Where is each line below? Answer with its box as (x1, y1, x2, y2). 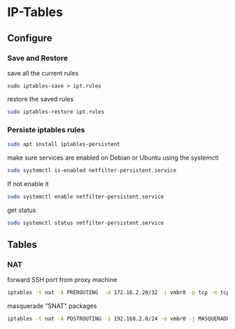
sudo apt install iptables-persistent (7, 141, 120, 148)
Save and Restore (7, 53, 69, 63)
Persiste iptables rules (7, 125, 85, 134)
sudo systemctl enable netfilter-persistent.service (7, 193, 164, 200)
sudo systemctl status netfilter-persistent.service (7, 219, 164, 226)
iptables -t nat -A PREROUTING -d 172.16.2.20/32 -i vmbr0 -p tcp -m (7, 289, 218, 296)
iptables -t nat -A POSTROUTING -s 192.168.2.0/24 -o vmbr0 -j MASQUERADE (7, 316, 230, 323)
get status (7, 206, 36, 214)
